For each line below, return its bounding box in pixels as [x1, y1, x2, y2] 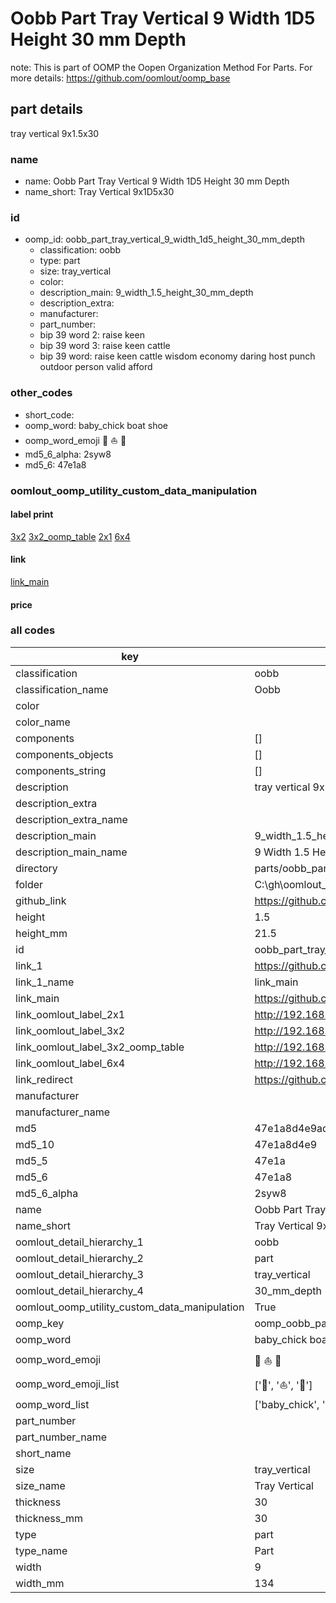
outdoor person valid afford [39, 361, 153, 373]
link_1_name [15, 975, 75, 989]
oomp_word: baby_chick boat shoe [24, 419, 168, 431]
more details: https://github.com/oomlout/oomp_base [10, 72, 231, 84]
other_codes [10, 386, 73, 400]
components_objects [15, 747, 114, 761]
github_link [15, 893, 67, 907]
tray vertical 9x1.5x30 [10, 127, 100, 139]
